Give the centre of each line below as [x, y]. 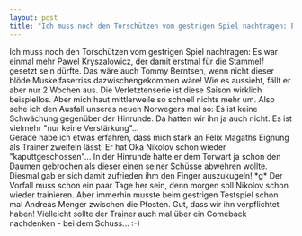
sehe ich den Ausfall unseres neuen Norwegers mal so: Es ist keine [133, 109]
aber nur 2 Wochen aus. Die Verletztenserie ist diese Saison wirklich [136, 90]
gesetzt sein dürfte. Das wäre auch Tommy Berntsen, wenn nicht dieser [142, 70]
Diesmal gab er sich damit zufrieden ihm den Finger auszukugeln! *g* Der [146, 175]
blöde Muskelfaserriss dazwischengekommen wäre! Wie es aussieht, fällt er [150, 80]
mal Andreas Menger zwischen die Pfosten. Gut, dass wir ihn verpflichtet [145, 204]
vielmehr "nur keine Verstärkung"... [74, 127]
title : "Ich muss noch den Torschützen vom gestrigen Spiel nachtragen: [148, 26]
